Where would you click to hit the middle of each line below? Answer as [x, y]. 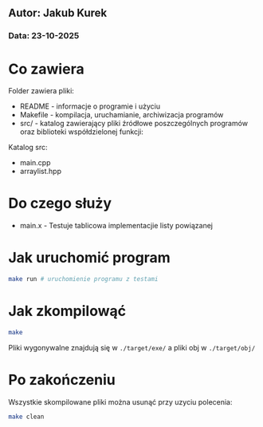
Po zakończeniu [62, 380]
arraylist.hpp [41, 172]
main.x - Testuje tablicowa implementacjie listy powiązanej [116, 226]
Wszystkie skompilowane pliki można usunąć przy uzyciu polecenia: [120, 401]
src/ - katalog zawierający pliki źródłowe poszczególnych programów [134, 124]
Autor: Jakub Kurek [58, 13]
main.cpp [35, 163]
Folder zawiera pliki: [41, 91]
